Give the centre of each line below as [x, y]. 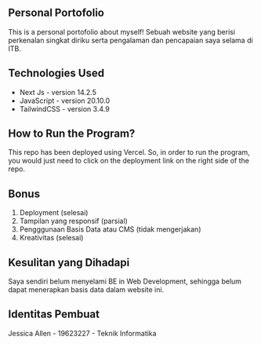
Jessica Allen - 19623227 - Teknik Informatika [82, 333]
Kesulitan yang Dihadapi [69, 262]
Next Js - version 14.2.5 [58, 92]
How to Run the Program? [72, 134]
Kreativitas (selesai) [51, 238]
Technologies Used [56, 73]
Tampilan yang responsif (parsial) [73, 221]
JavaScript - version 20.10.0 [65, 101]
